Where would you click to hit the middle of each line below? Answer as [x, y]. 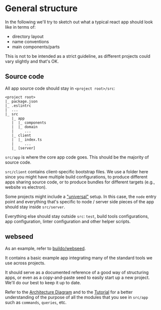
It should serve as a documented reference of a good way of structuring [77, 272]
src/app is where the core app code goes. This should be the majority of [77, 157]
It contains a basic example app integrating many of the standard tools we [79, 258]
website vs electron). [26, 187]
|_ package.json [21, 101]
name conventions [30, 41]
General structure [41, 8]
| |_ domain [24, 127]
